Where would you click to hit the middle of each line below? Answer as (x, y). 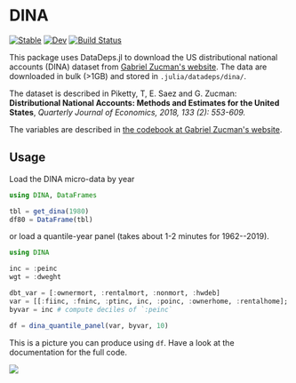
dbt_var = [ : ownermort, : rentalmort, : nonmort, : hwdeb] (115, 293)
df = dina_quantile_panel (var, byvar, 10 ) (89, 325)
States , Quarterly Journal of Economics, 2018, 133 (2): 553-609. (128, 112)
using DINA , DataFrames (53, 195)
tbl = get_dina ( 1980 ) (49, 211)
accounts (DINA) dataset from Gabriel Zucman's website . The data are (138, 67)
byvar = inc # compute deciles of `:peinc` (91, 309)
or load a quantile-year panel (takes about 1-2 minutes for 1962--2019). (139, 236)
